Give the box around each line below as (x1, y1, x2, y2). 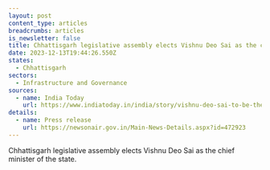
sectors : (8, 71, 38, 79)
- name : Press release (15, 116, 92, 124)
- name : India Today (15, 94, 84, 102)
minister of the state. (8, 154, 77, 164)
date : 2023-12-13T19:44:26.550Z (8, 49, 117, 57)
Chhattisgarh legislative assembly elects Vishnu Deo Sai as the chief (8, 145, 235, 155)
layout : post (8, 11, 52, 20)
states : (8, 57, 35, 65)
